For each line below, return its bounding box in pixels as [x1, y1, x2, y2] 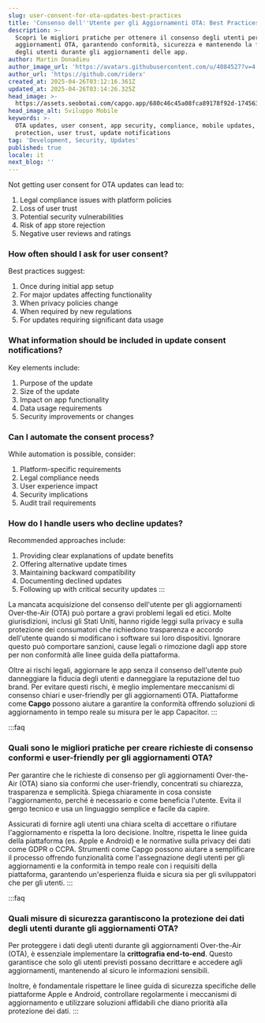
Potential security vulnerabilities [19, 212, 124, 222]
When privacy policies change [19, 298, 118, 308]
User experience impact [19, 482, 99, 491]
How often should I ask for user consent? [8, 249, 169, 260]
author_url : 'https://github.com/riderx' [8, 70, 147, 78]
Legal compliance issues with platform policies [19, 195, 172, 205]
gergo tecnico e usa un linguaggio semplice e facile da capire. [8, 804, 211, 813]
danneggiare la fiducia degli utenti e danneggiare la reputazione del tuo [8, 674, 241, 684]
